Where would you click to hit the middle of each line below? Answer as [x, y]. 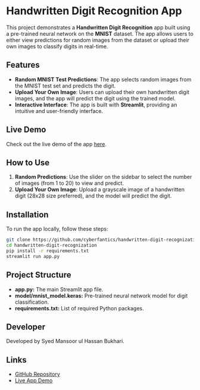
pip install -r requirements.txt [48, 251]
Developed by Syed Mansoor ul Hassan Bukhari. [65, 341]
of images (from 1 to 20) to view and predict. [69, 183]
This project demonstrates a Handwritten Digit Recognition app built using [98, 27]
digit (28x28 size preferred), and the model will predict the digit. [93, 196]
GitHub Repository [37, 374]
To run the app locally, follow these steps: [57, 229]
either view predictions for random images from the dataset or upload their [98, 40]
